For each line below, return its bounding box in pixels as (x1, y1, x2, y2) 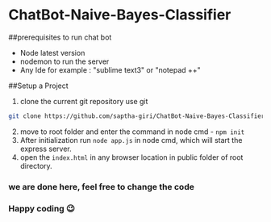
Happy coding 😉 (8, 203, 75, 214)
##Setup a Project (8, 81, 69, 90)
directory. (19, 161, 52, 170)
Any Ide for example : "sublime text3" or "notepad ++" (19, 65, 202, 74)
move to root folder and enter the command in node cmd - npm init (19, 127, 245, 136)
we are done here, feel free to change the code (8, 181, 195, 192)
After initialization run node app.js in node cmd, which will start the (19, 135, 243, 145)
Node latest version (19, 48, 85, 57)
